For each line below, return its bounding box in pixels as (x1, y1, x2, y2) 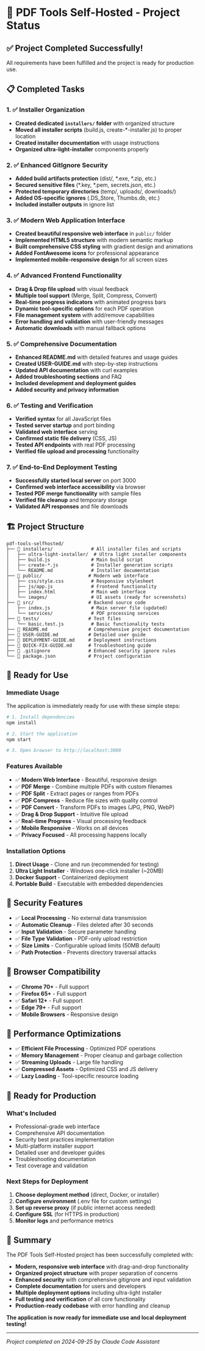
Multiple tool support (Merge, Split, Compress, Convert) (15, 292, 157, 299)
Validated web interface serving (15, 428, 98, 435)
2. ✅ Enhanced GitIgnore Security (6, 160, 108, 169)
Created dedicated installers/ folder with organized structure (15, 119, 175, 127)
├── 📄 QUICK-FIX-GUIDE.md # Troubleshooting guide (6, 642, 151, 649)
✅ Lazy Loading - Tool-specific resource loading (15, 1072, 139, 1080)
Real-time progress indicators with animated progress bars (15, 298, 167, 306)
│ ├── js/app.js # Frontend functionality (6, 584, 157, 590)
